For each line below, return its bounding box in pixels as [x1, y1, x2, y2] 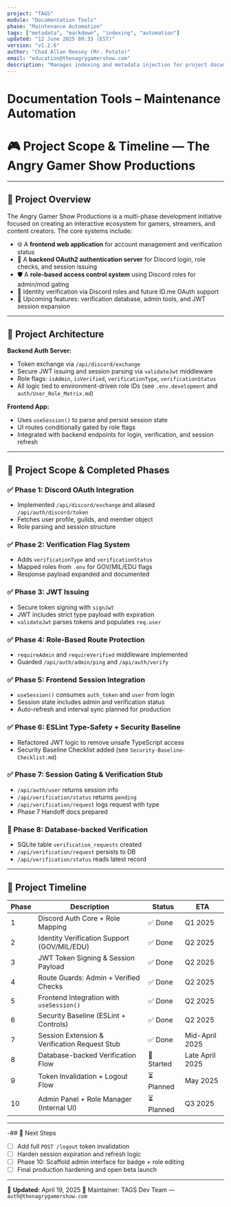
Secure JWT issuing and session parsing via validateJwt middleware [16, 367, 213, 375]
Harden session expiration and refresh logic [16, 1150, 142, 1158]
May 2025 [184, 1076, 219, 1086]
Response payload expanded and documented [16, 570, 150, 579]
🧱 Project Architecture [7, 328, 104, 340]
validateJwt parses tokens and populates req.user [16, 617, 162, 626]
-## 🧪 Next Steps [7, 1128, 56, 1137]
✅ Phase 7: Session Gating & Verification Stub [7, 770, 164, 779]
